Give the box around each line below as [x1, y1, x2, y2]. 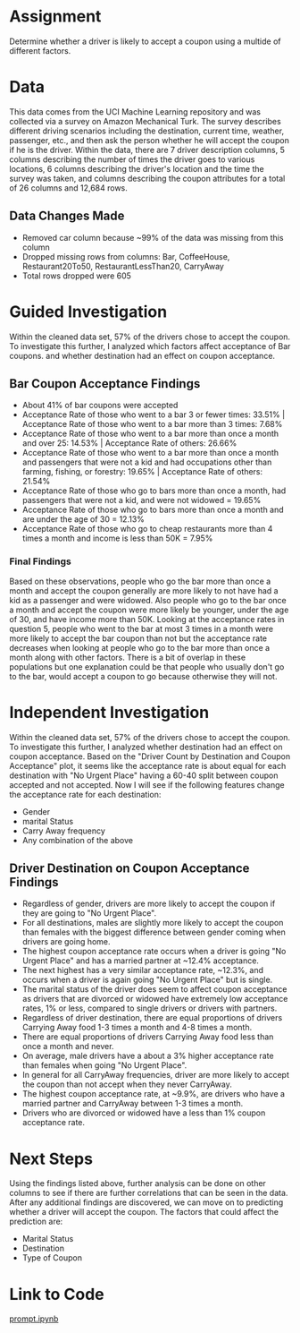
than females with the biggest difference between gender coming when [21, 927, 286, 937]
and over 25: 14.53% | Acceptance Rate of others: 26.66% [21, 438, 237, 449]
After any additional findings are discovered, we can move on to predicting [9, 1197, 284, 1208]
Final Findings [9, 555, 71, 568]
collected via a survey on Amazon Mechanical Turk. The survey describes [9, 115, 281, 126]
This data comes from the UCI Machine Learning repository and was [9, 106, 262, 117]
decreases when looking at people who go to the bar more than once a [9, 642, 271, 653]
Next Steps [9, 1149, 94, 1169]
